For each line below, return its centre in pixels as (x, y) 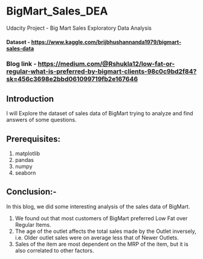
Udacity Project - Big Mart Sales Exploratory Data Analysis (79, 28)
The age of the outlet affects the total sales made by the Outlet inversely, (105, 231)
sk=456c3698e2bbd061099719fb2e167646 (72, 79)
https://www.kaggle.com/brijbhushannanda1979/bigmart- (106, 42)
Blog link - (21, 64)
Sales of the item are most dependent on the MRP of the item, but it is (101, 244)
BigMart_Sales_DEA (57, 11)
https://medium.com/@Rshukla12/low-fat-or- (106, 64)
